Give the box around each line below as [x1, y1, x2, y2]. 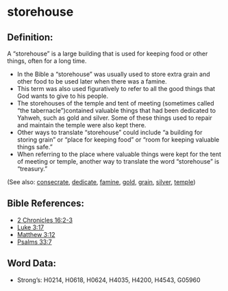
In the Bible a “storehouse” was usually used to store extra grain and [16, 70, 210, 78]
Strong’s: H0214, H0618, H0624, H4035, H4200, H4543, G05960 [16, 275, 201, 284]
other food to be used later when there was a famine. [16, 77, 167, 86]
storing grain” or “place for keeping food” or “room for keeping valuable [16, 136, 220, 144]
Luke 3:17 [16, 223, 45, 231]
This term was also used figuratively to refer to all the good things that [16, 85, 216, 92]
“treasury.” [16, 165, 48, 173]
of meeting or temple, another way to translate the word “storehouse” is [16, 157, 220, 165]
